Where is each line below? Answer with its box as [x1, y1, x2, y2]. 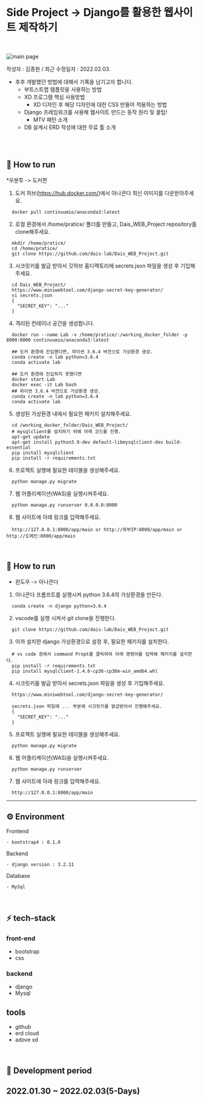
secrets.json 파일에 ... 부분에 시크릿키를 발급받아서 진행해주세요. [11, 703, 163, 709]
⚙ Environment [6, 811, 65, 822]
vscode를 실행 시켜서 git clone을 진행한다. [14, 614, 117, 621]
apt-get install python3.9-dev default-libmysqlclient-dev [11, 439, 164, 445]
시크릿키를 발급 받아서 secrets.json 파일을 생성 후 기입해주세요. [14, 679, 165, 687]
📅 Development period [6, 1065, 92, 1075]
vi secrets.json [11, 292, 53, 299]
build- [166, 439, 182, 445]
